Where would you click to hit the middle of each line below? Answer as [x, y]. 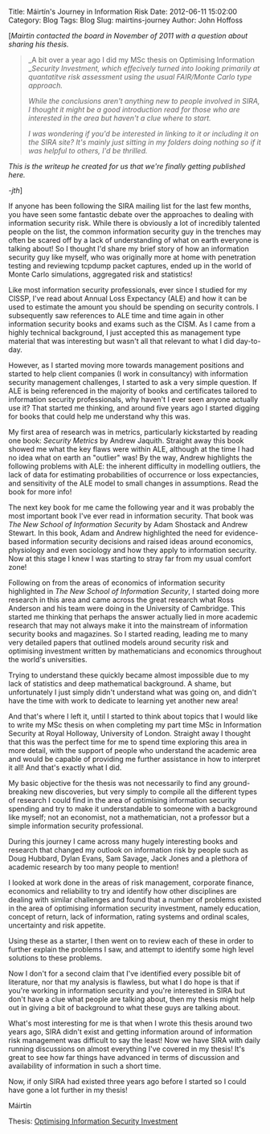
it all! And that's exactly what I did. [65, 768]
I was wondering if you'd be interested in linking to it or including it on [143, 133]
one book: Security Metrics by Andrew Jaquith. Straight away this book [126, 440]
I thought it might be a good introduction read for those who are [134, 109]
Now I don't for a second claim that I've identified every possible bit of [125, 973]
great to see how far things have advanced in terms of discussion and [124, 1057]
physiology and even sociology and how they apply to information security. [133, 550]
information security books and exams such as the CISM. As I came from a [132, 324]
